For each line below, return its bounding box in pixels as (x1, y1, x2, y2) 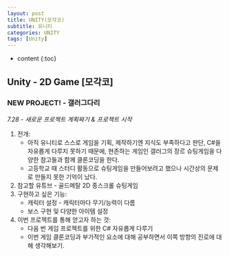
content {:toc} (17, 54, 57, 62)
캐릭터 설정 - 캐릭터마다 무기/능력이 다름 (27, 198, 135, 207)
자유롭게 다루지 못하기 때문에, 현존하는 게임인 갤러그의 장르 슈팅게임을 (27, 147, 215, 155)
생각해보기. (34, 241, 65, 249)
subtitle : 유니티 (7, 23, 53, 30)
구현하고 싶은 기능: (17, 189, 67, 198)
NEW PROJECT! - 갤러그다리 (7, 98, 100, 108)
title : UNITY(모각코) (7, 16, 65, 23)
